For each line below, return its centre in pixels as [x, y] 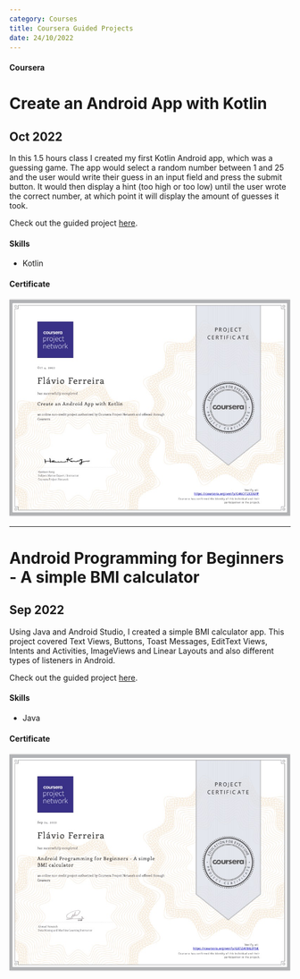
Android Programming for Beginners [147, 558]
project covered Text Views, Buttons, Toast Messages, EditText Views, [138, 641]
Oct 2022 [36, 136]
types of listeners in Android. [62, 660]
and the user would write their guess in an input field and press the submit [146, 177]
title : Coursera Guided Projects [71, 28]
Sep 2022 [37, 610]
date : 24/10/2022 [42, 38]
